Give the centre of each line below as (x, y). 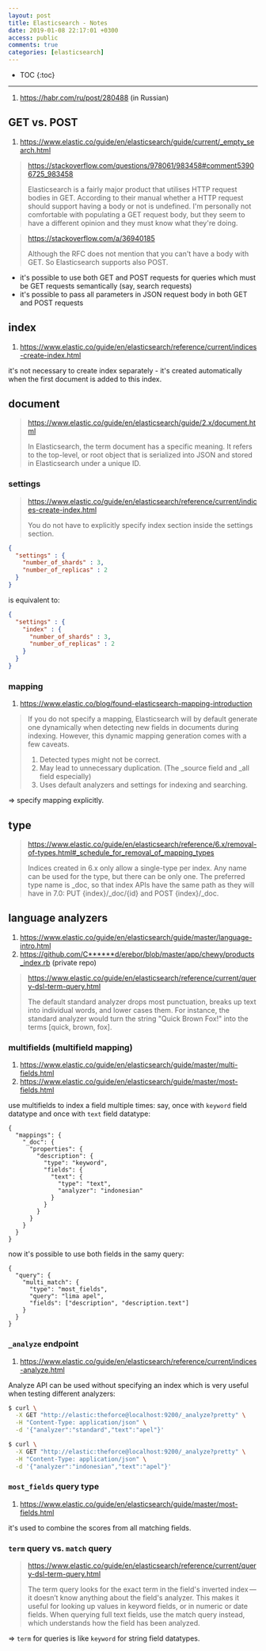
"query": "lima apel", (66, 1297)
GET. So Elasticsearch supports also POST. (98, 262)
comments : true (33, 45)
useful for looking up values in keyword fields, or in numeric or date (137, 1607)
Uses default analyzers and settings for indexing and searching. (143, 785)
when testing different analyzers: (62, 1393)
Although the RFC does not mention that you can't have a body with (138, 254)
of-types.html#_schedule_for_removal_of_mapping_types (121, 853)
